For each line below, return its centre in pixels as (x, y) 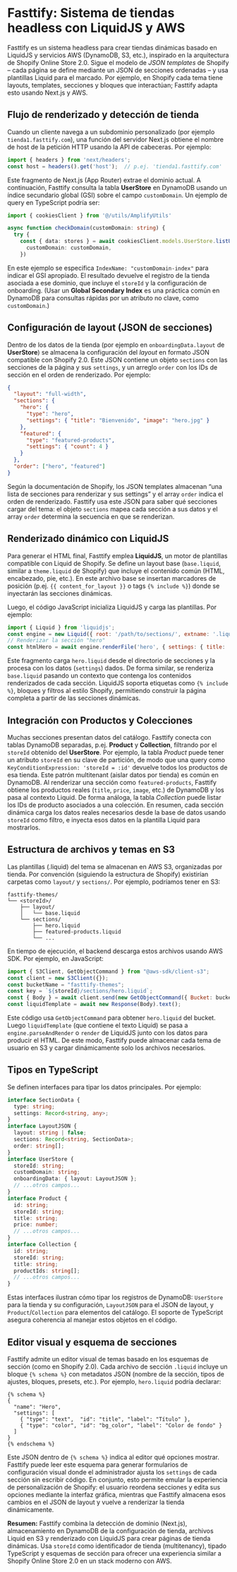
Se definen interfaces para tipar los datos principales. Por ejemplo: (104, 1087)
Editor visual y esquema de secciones (92, 1342)
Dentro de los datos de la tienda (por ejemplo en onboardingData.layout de (116, 345)
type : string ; (34, 1106)
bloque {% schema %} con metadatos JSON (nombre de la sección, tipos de (116, 1374)
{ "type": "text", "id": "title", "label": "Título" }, (105, 1419)
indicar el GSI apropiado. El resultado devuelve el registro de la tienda (109, 275)
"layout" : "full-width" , (50, 394)
